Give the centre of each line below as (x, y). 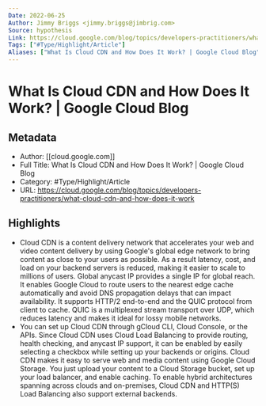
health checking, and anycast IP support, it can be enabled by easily (131, 343)
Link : (17, 38)
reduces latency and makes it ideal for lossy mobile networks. (120, 318)
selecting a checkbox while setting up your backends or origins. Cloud (135, 351)
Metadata (32, 137)
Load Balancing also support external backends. (99, 393)
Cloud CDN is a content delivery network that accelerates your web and (137, 242)
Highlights (34, 224)
